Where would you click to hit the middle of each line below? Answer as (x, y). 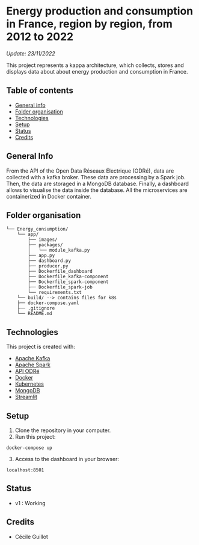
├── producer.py (48, 266)
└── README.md (35, 314)
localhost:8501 (25, 470)
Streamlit (26, 397)
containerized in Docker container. (49, 196)
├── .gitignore (36, 308)
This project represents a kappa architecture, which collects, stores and (95, 65)
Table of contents (40, 91)
